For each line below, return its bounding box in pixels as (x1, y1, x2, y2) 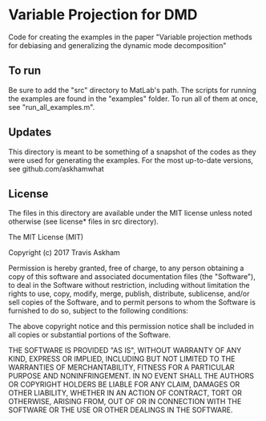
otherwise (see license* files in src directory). (8, 217, 159, 226)
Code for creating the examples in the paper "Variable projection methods (8, 32, 252, 42)
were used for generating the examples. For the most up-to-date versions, (8, 155, 254, 165)
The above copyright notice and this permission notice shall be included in (8, 322, 254, 331)
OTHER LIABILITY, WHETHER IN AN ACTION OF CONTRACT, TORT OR (8, 388, 242, 398)
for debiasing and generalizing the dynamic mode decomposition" (8, 40, 227, 50)
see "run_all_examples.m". (8, 102, 95, 111)
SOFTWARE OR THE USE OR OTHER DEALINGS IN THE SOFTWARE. (8, 405, 233, 415)
